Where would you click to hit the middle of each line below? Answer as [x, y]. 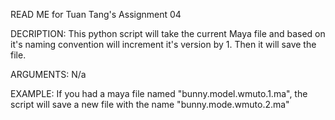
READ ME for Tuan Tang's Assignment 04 [96, 14]
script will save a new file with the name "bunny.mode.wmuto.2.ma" [150, 104]
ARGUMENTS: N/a [48, 74]
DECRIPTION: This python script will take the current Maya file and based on [168, 33]
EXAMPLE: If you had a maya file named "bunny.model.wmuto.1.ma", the [159, 93]
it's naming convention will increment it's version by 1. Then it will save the [163, 44]
